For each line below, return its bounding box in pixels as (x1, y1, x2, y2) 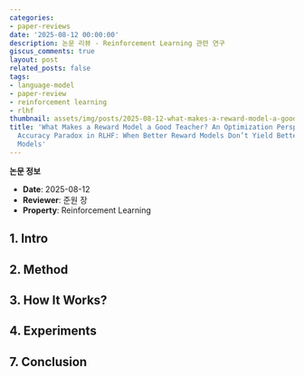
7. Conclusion (9, 354, 88, 370)
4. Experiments (9, 323, 97, 339)
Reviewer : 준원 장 (22, 194, 88, 205)
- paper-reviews (9, 22, 71, 31)
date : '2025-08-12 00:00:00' (9, 30, 119, 39)
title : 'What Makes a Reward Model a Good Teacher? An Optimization (9, 123, 273, 132)
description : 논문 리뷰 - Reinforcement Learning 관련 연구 (9, 38, 226, 48)
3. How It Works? (9, 292, 108, 308)
